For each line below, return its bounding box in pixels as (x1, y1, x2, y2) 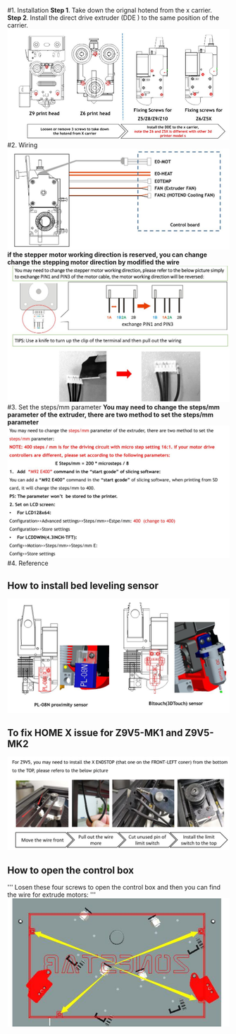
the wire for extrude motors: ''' (7, 890, 97, 899)
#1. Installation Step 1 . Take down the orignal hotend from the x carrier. (7, 6, 213, 14)
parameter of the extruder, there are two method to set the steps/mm (7, 410, 213, 419)
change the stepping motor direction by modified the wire (7, 258, 180, 267)
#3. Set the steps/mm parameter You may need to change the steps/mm (7, 402, 221, 411)
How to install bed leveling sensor (7, 579, 159, 591)
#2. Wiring (7, 141, 38, 149)
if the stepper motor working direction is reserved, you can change (7, 250, 208, 259)
